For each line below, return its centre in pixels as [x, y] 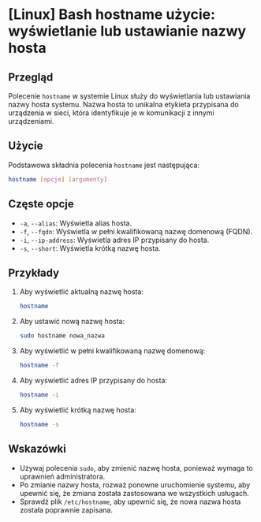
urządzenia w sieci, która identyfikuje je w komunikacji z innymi [111, 113]
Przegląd [31, 77]
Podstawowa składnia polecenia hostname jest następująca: [104, 165]
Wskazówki [37, 449]
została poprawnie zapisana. [66, 509]
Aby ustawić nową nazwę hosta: [72, 322]
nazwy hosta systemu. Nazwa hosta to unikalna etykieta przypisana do [123, 104]
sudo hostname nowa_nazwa [62, 336]
